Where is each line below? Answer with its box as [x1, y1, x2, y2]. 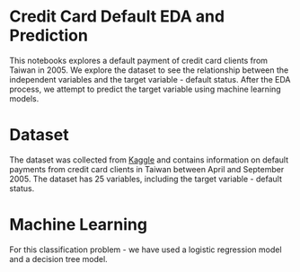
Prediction [9, 25, 88, 46]
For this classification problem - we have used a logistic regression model [9, 244, 282, 255]
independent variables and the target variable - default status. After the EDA [9, 74, 291, 84]
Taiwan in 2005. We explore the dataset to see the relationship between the [9, 65, 289, 75]
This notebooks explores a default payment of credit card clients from [9, 55, 268, 66]
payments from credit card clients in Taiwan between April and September [9, 163, 285, 174]
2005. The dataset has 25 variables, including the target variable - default [9, 173, 283, 184]
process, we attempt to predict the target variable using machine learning [9, 83, 281, 94]
